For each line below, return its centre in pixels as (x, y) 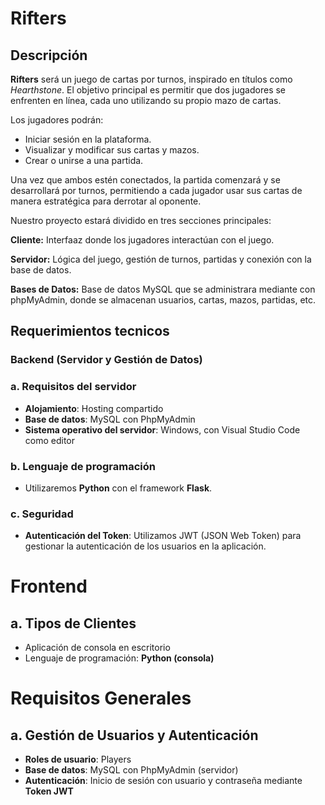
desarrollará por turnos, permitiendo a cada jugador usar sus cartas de (156, 190)
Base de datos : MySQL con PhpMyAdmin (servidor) (131, 770)
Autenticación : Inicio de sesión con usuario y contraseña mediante (163, 781)
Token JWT (49, 791)
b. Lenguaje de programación (83, 466)
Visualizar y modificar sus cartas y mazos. (112, 150)
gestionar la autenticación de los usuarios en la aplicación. (145, 546)
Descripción (49, 55)
